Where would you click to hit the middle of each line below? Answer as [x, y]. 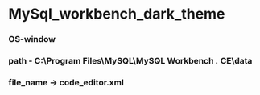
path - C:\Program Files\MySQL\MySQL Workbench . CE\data [130, 61]
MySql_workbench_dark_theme [117, 14]
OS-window [32, 39]
